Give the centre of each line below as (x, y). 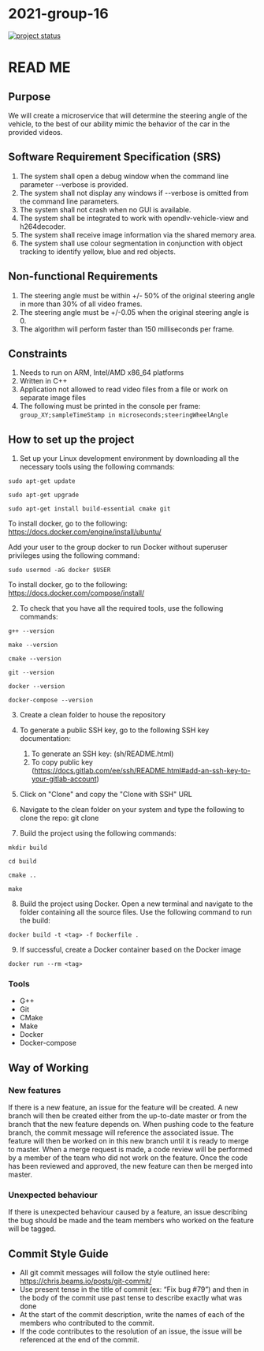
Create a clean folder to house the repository (93, 715)
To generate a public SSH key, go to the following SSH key (114, 730)
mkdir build (28, 848)
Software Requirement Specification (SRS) (115, 157)
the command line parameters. (69, 201)
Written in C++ (43, 381)
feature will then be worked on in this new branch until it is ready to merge (129, 1141)
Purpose (30, 97)
